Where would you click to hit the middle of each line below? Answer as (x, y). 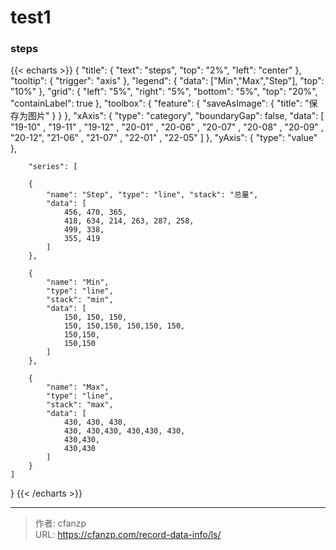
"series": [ (53, 167)
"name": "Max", (78, 387)
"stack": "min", (80, 300)
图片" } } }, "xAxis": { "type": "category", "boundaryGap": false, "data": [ (176, 116)
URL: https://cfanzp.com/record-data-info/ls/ (128, 535)
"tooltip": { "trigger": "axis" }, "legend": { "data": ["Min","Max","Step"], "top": (167, 81)
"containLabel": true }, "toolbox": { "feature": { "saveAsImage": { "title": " (160, 103)
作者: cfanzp (60, 523)
